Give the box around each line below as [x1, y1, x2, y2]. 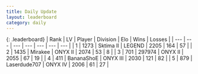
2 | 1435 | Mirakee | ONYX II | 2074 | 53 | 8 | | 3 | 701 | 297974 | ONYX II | [6, 49, 184, 56]
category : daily [6, 20, 46, 25]
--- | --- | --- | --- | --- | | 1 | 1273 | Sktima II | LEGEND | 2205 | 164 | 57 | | [12, 42, 193, 49]
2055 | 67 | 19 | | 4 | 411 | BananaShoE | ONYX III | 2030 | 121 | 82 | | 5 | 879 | [6, 54, 193, 62]
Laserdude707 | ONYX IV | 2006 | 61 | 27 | [6, 61, 109, 68]
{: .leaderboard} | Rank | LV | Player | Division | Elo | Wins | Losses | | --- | [6, 36, 186, 43]
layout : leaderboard [6, 14, 58, 20]
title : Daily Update [6, 8, 58, 15]
